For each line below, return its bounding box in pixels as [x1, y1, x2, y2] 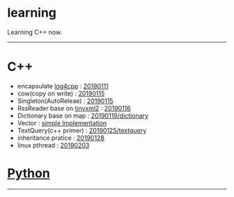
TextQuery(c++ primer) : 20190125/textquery [17, 126, 147, 134]
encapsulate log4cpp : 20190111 [17, 81, 109, 90]
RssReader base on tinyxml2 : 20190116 [17, 104, 131, 112]
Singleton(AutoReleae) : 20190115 [17, 96, 114, 105]
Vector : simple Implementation [17, 118, 107, 127]
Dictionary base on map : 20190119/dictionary [17, 111, 148, 120]
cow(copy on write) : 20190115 [17, 89, 105, 97]
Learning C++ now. [7, 28, 63, 36]
